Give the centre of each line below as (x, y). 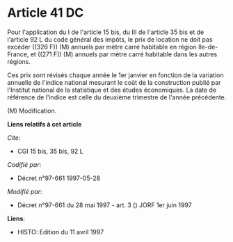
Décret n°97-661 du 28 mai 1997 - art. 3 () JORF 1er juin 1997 (105, 205)
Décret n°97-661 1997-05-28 (59, 178)
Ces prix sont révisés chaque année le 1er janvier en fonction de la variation (115, 75)
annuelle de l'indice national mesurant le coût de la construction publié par (114, 82)
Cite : (14, 138)
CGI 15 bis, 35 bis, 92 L (50, 151)
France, (18, 54)
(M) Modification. (32, 111)
